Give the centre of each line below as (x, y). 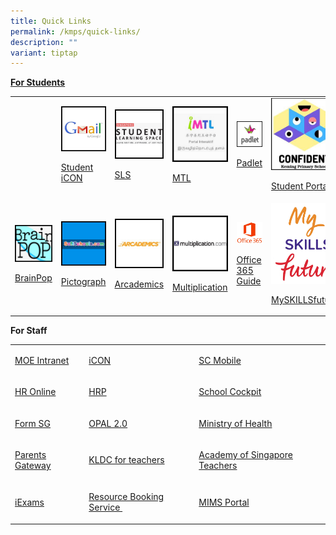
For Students (38, 82)
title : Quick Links (51, 21)
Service (104, 507)
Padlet (249, 163)
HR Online (35, 392)
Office (249, 260)
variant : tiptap (44, 53)
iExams (29, 502)
